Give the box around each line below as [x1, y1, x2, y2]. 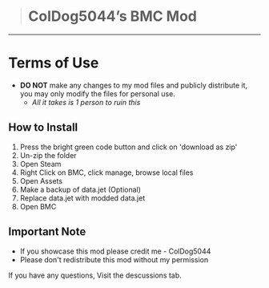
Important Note [8, 225, 86, 239]
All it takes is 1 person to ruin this [31, 97, 141, 107]
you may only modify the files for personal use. [19, 88, 176, 99]
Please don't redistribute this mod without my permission [19, 254, 209, 264]
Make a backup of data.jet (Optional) [19, 185, 142, 194]
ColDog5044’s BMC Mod [27, 7, 198, 26]
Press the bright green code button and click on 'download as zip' [19, 142, 238, 152]
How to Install [8, 120, 78, 135]
